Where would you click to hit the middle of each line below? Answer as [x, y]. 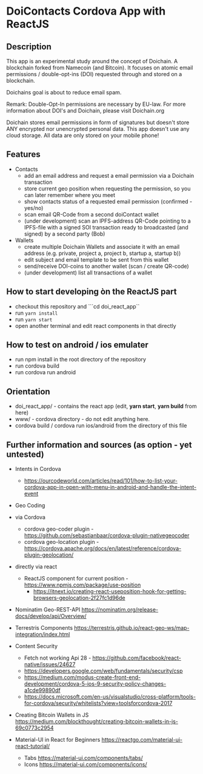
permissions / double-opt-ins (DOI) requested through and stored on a [94, 74]
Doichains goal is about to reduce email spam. [64, 92]
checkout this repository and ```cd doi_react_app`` [77, 306]
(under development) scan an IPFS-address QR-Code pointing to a [107, 221]
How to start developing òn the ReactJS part [92, 292]
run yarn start [34, 319]
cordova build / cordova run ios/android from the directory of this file [101, 426]
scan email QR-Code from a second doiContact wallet [92, 214]
